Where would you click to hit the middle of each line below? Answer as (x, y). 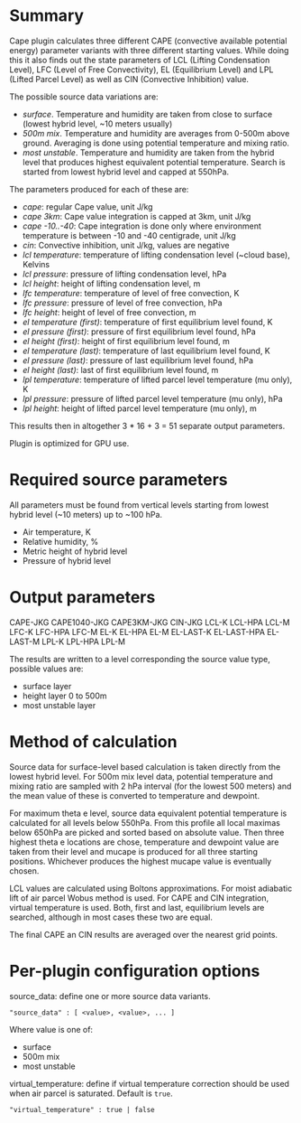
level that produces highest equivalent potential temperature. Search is (154, 162)
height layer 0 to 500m (64, 696)
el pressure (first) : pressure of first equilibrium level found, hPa (139, 332)
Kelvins (36, 264)
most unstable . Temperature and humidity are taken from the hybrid (148, 152)
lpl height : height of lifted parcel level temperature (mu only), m (139, 408)
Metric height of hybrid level (75, 551)
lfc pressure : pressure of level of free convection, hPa (122, 303)
